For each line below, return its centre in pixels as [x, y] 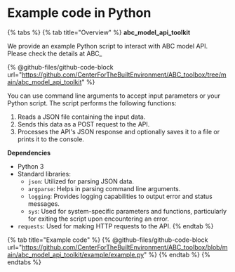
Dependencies [29, 153]
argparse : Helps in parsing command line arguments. [104, 188]
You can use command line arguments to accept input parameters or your [114, 96]
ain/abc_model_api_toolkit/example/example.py [76, 254]
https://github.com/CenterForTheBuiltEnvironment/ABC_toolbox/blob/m [125, 247]
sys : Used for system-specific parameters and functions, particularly [127, 211]
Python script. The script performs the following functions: [92, 103]
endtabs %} [25, 262]
